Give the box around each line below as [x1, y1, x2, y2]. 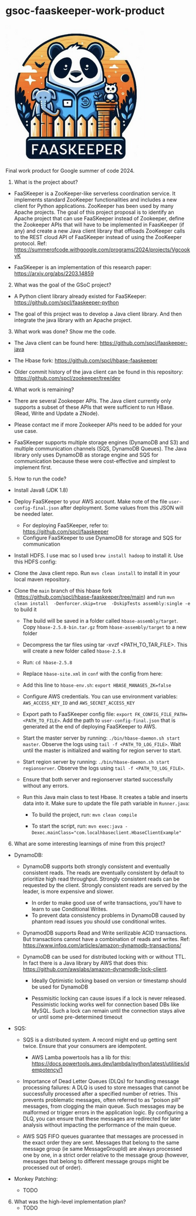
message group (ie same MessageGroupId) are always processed [22, 1145, 183, 1152]
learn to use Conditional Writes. [31, 905, 108, 912]
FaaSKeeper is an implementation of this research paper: [13, 263, 152, 271]
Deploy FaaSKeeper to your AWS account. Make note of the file [13, 498, 168, 505]
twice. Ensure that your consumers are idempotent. [22, 1042, 147, 1049]
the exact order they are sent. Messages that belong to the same [22, 1138, 180, 1146]
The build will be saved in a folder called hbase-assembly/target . [22, 617, 178, 624]
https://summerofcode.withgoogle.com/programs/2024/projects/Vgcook [13, 246, 190, 253]
